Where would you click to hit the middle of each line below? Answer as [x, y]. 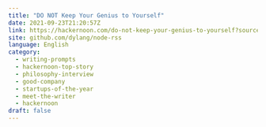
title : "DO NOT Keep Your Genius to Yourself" [86, 15]
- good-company [40, 81]
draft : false [30, 111]
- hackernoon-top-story [54, 67]
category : [25, 52]
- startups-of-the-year [54, 89]
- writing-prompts [46, 60]
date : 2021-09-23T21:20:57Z [55, 23]
